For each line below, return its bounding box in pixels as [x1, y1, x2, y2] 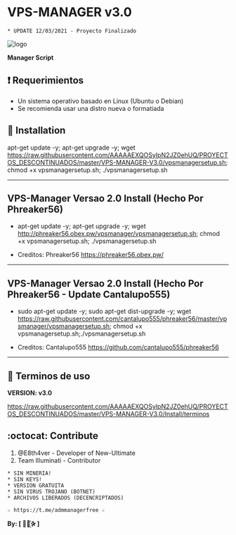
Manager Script [7, 53, 54, 62]
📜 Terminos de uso [7, 370, 91, 382]
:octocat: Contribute [7, 430, 98, 442]
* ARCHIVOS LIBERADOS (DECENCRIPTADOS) [7, 494, 124, 501]
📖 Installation [7, 124, 66, 137]
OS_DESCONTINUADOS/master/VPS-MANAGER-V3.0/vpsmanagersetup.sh [7, 158, 226, 166]
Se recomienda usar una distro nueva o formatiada [17, 104, 164, 112]
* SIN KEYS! [7, 475, 42, 483]
